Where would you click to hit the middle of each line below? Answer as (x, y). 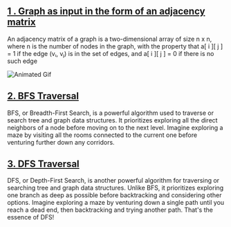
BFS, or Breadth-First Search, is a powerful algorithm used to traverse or (111, 113)
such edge (22, 61)
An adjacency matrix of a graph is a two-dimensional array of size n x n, (110, 39)
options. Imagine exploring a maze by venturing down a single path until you (116, 203)
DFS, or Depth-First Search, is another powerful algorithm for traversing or (113, 181)
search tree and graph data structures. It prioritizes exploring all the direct (112, 120)
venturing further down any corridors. (61, 142)
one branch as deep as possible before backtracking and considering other (114, 195)
